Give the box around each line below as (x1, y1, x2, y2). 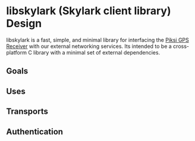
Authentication (6, 126, 64, 137)
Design (6, 17, 42, 30)
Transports (6, 107, 49, 117)
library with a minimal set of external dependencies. (33, 49, 161, 56)
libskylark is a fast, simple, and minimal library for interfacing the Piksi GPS (6, 36, 189, 43)
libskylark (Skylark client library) (6, 4, 171, 18)
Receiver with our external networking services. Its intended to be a (6, 43, 172, 50)
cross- (173, 43, 189, 50)
